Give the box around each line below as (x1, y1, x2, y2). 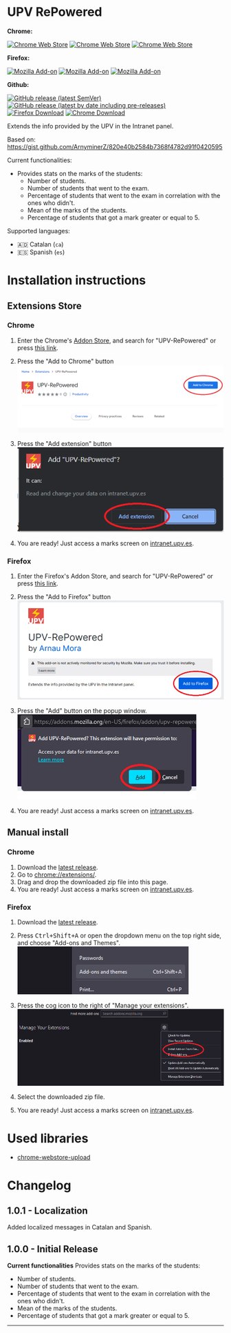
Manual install (7, 826, 69, 839)
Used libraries (7, 1130, 89, 1146)
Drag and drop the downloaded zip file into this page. (16, 877, 168, 886)
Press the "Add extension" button (16, 439, 112, 447)
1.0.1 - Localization (7, 1205, 88, 1216)
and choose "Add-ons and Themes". (16, 938, 120, 946)
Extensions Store (7, 300, 82, 311)
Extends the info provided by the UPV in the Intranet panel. (7, 121, 174, 130)
